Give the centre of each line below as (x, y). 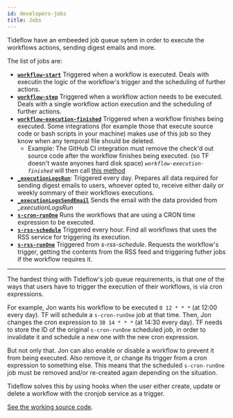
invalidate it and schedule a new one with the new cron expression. (103, 337)
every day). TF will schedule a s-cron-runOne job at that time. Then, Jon (109, 314)
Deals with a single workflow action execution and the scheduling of (115, 104)
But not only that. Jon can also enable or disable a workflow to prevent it (111, 350)
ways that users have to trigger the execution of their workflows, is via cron (115, 287)
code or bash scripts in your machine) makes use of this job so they (114, 134)
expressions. (25, 294)
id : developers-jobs (37, 14)
